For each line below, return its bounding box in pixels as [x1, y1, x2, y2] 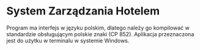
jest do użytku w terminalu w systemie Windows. [6, 37, 130, 44]
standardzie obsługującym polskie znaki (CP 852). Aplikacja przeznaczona [6, 30, 194, 37]
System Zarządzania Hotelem [6, 4, 160, 18]
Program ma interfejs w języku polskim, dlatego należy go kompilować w [6, 24, 190, 31]
